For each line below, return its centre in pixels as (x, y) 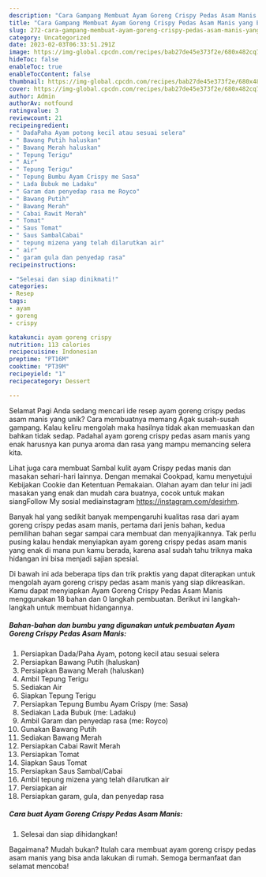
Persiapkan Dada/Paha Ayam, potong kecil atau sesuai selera (120, 653)
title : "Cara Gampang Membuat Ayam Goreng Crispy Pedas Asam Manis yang (131, 23)
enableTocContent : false (50, 74)
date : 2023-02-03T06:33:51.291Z (62, 45)
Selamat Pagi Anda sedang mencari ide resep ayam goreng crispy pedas (127, 410)
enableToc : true (36, 67)
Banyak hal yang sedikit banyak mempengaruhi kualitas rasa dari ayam (124, 517)
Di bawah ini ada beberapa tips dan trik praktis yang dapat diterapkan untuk (132, 573)
